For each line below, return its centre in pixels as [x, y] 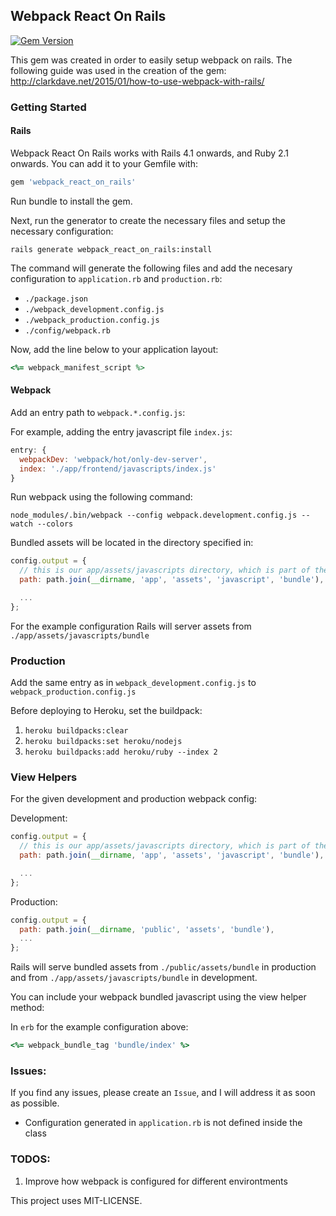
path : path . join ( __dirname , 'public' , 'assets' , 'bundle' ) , [147, 929]
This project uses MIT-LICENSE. [76, 1200]
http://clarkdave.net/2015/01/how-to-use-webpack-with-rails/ [137, 81]
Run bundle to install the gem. [71, 201]
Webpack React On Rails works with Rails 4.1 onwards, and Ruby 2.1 [150, 153]
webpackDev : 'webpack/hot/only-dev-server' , [113, 459]
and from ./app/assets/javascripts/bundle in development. [134, 978]
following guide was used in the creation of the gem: [118, 70]
